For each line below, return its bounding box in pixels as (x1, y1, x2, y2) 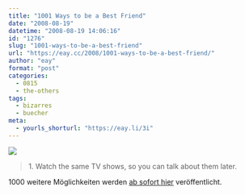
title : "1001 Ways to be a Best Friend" (8, 11, 147, 20)
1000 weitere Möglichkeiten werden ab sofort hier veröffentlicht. (8, 176, 222, 186)
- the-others (15, 86, 60, 95)
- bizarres (15, 102, 53, 110)
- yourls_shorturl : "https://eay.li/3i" (15, 124, 154, 132)
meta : (8, 117, 27, 125)
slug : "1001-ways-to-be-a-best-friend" (8, 42, 143, 50)
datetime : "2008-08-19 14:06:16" (8, 27, 121, 35)
